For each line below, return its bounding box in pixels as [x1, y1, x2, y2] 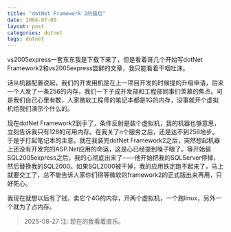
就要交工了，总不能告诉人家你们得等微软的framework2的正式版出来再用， [7, 171, 217, 179]
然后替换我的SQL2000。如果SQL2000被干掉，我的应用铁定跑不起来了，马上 [7, 162, 224, 171]
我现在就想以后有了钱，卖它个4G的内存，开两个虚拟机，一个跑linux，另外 [7, 194, 216, 202]
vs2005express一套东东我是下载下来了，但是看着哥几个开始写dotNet [7, 56, 203, 64]
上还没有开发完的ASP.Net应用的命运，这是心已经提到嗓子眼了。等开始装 [7, 145, 212, 154]
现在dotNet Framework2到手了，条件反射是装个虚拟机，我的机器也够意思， [7, 119, 221, 127]
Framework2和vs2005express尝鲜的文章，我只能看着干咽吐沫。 [7, 64, 189, 72]
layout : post [7, 23, 45, 30]
